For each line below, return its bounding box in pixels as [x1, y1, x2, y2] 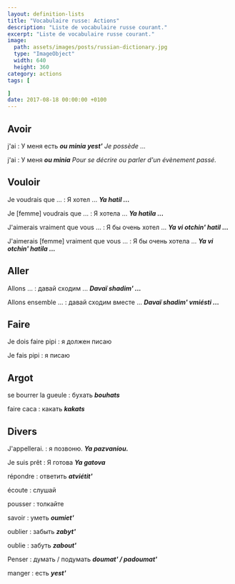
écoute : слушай [7, 486, 56, 494]
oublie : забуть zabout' [7, 541, 77, 550]
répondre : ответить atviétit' [7, 472, 93, 480]
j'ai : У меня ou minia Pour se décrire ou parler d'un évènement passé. [7, 155, 216, 164]
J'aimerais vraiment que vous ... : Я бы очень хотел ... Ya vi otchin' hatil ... [7, 223, 229, 231]
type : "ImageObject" [14, 51, 75, 58]
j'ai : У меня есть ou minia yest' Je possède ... [7, 141, 146, 150]
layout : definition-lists [7, 10, 84, 18]
